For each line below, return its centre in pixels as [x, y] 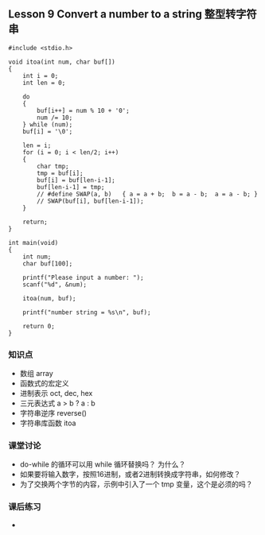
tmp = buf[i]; [60, 173]
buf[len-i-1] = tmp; [71, 187]
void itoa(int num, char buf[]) [62, 62]
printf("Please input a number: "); [84, 277]
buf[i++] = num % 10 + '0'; [83, 110]
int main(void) [33, 242]
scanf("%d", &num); [55, 285]
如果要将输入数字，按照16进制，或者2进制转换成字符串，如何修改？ [130, 475]
